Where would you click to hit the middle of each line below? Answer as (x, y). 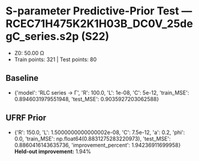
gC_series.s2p (42, 37)
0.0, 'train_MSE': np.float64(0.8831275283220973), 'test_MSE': (93, 138)
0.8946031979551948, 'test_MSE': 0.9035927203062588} (87, 99)
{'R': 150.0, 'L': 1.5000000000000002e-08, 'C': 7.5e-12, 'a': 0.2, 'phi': (99, 132)
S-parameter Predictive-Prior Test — (99, 11)
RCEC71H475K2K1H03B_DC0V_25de (99, 24)
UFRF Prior (26, 118)
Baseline (22, 78)
